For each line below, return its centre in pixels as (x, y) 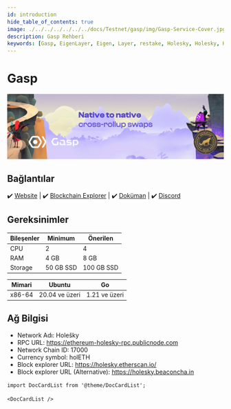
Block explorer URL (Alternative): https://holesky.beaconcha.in (106, 372)
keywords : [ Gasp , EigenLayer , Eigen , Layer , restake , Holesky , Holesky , (113, 44)
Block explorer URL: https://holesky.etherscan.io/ (87, 364)
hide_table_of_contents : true (51, 22)
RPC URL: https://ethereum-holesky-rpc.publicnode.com (98, 342)
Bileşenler (25, 239)
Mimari (22, 285)
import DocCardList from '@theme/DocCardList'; (77, 385)
